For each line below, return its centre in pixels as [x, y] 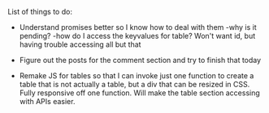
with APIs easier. [47, 101]
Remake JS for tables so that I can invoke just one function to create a [137, 75]
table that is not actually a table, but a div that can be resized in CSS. [134, 84]
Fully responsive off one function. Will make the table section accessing [140, 93]
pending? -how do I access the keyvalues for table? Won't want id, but [137, 36]
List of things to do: [40, 12]
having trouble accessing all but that [80, 44]
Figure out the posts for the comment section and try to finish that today [140, 60]
